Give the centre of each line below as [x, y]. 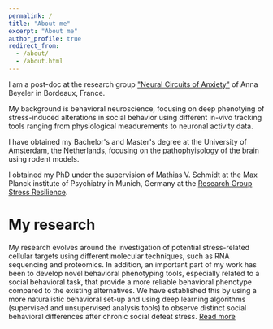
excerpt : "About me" [43, 31]
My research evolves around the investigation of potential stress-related [129, 247]
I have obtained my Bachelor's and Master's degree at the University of [128, 141]
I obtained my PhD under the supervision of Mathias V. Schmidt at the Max [133, 175]
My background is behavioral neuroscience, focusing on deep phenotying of [136, 108]
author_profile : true [45, 39]
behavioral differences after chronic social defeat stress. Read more [122, 316]
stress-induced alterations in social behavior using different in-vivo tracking [135, 117]
